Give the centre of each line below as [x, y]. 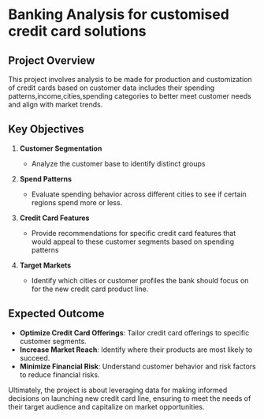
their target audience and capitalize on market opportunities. [106, 406]
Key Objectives [46, 129]
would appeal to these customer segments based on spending [133, 241]
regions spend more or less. [77, 202]
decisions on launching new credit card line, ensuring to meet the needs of [130, 398]
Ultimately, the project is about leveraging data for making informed [118, 390]
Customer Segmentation [61, 148]
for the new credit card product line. [90, 289]
